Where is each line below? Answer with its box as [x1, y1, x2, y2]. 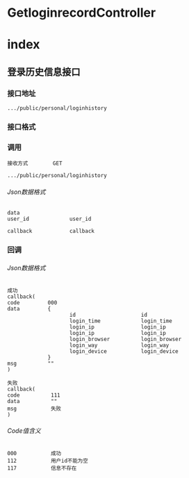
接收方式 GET [7, 160, 63, 167]
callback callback [7, 228, 95, 235]
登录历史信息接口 [7, 66, 81, 78]
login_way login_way [69, 342, 170, 349]
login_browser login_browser [69, 336, 182, 343]
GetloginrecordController [7, 5, 156, 21]
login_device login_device [69, 347, 179, 355]
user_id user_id [7, 215, 92, 223]
